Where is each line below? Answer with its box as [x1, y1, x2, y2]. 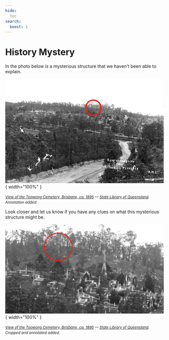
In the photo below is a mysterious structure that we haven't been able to [5, 63, 157, 69]
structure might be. [5, 214, 45, 220]
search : [5, 19, 22, 24]
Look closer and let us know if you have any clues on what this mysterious [5, 209, 159, 215]
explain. [5, 69, 22, 75]
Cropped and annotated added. [5, 330, 60, 335]
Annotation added [5, 200, 37, 205]
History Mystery [5, 46, 75, 58]
